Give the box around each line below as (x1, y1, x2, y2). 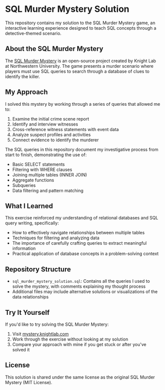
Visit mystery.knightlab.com (12, 331, 69, 337)
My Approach (5, 88, 48, 96)
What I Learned (5, 202, 53, 210)
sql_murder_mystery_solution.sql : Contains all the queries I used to (12, 278, 150, 284)
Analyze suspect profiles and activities (12, 131, 91, 137)
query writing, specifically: (5, 220, 59, 226)
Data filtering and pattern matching (12, 187, 84, 193)
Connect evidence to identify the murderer (12, 137, 99, 143)
